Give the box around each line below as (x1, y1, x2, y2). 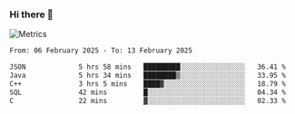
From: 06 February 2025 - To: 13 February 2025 (9, 46, 193, 55)
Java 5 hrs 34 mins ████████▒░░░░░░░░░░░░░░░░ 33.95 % (9, 71, 286, 81)
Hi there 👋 (9, 8, 54, 21)
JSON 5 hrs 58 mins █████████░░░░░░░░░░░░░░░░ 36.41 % (9, 62, 286, 71)
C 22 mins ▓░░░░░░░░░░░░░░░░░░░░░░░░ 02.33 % (9, 96, 286, 105)
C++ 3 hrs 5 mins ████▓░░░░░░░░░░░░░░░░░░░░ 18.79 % (9, 79, 286, 89)
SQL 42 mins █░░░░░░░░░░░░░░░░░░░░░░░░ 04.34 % (9, 88, 286, 97)
